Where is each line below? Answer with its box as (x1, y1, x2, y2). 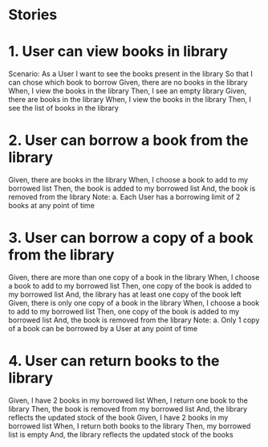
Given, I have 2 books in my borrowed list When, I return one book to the (8, 396, 249, 405)
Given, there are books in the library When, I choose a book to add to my (8, 175, 249, 185)
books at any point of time (8, 201, 95, 211)
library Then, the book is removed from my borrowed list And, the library (8, 404, 248, 413)
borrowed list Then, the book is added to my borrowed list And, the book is (8, 183, 256, 194)
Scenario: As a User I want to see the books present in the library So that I (8, 69, 253, 79)
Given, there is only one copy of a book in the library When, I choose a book (8, 298, 260, 307)
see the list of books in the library (8, 103, 119, 113)
